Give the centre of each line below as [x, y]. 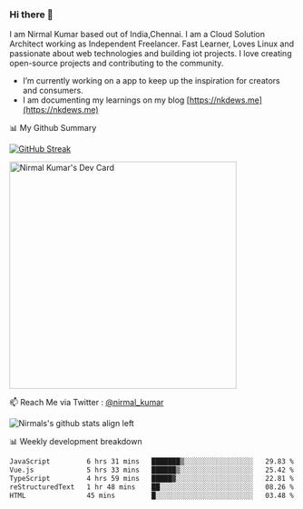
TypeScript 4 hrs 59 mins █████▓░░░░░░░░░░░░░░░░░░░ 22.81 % [152, 479]
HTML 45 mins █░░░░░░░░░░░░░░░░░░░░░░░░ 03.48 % [152, 495]
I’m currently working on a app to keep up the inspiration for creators [151, 81]
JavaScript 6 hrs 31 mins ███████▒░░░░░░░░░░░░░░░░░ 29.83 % [152, 462]
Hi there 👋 [32, 15]
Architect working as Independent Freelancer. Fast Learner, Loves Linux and [152, 44]
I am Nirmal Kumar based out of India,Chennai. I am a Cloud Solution [137, 35]
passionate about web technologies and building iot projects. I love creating [151, 54]
